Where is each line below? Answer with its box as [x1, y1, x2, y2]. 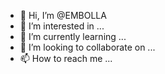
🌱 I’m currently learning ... [19, 31, 127, 42]
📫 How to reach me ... [19, 53, 113, 64]
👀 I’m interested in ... [19, 20, 105, 32]
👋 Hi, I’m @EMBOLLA [19, 10, 107, 21]
